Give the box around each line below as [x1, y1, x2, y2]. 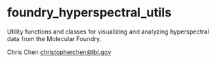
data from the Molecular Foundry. [7, 34, 101, 42]
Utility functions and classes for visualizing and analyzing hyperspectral [7, 27, 210, 36]
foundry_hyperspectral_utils [7, 5, 172, 21]
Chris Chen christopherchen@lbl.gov [7, 48, 111, 56]
